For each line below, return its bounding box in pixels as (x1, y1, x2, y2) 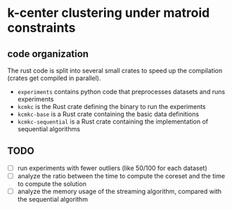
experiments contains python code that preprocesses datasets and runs (17, 88, 226, 96)
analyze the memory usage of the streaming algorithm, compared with (17, 187, 222, 195)
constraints (7, 20, 76, 36)
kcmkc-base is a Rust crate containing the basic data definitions (17, 110, 199, 118)
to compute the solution (17, 179, 86, 188)
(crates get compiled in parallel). (7, 74, 101, 82)
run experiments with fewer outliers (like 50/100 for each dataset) (17, 164, 207, 172)
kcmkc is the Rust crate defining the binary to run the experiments (17, 103, 206, 110)
